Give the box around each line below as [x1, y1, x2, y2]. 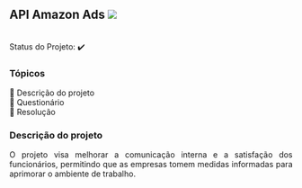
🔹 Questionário [9, 97, 65, 108]
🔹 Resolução [9, 107, 56, 118]
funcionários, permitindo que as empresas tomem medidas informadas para [9, 159, 293, 170]
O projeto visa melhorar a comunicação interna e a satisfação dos [9, 149, 293, 160]
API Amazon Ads [9, 7, 105, 22]
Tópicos [9, 67, 46, 79]
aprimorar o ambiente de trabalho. [9, 168, 137, 179]
